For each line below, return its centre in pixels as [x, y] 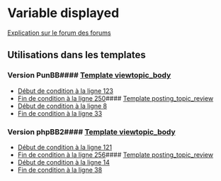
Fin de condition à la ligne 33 [60, 113]
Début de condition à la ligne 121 [64, 147]
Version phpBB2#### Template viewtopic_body [91, 131]
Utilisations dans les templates [77, 55]
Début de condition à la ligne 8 [62, 106]
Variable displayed [63, 13]
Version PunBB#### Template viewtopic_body [89, 75]
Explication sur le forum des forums [59, 33]
